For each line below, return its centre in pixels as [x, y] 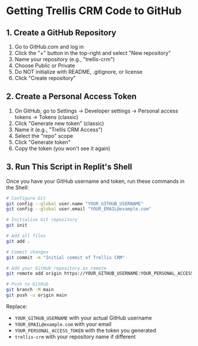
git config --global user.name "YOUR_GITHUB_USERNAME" [75, 204]
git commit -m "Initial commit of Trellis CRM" [66, 258]
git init [17, 225]
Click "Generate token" [42, 142]
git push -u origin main [37, 295]
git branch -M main [30, 290]
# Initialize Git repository [42, 220]
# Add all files [26, 236]
